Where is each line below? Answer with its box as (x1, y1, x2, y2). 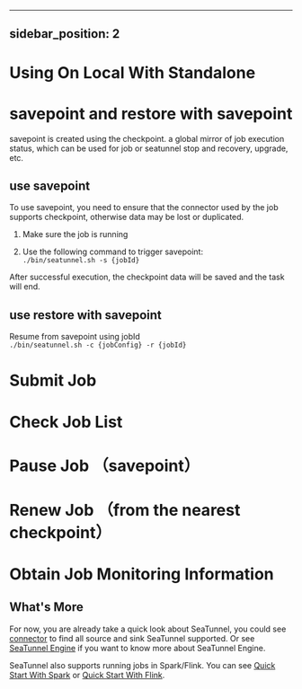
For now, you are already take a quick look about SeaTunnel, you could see (9, 623, 287, 634)
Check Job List (9, 411, 123, 432)
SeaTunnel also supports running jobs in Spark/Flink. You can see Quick (9, 659, 276, 670)
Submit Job (9, 370, 97, 391)
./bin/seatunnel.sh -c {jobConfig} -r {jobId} (9, 340, 187, 350)
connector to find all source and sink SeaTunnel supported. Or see (9, 632, 255, 643)
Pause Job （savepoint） (9, 455, 200, 476)
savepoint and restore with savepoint (9, 103, 293, 124)
